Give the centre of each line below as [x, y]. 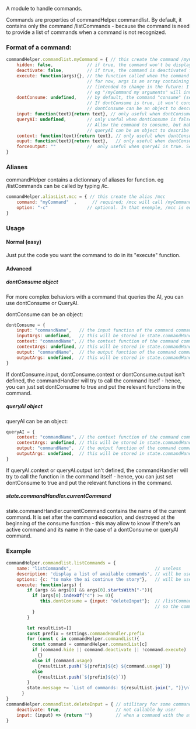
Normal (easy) [24, 242]
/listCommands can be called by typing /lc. [57, 186]
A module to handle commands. [44, 8]
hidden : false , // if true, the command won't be [94, 65]
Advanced [19, 268]
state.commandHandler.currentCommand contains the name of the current [96, 511]
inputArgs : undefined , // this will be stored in [80, 336]
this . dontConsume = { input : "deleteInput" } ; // [100, 601]
